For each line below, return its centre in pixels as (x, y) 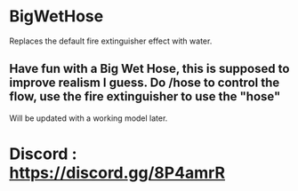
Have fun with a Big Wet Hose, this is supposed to (149, 69)
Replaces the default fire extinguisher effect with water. (111, 41)
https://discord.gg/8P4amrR (117, 173)
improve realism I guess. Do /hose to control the (145, 83)
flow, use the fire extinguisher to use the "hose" (145, 96)
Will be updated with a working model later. (89, 118)
